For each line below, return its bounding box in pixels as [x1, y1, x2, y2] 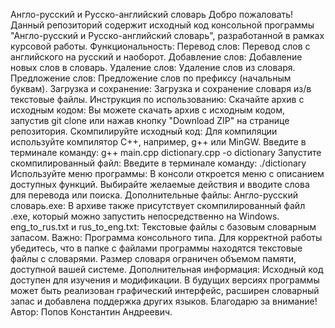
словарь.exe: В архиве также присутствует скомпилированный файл [10, 200, 306, 211]
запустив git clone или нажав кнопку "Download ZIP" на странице [10, 115, 290, 126]
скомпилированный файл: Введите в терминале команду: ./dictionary [10, 157, 307, 169]
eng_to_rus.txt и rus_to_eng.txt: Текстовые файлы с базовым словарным [10, 221, 317, 233]
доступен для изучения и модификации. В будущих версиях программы [10, 274, 320, 286]
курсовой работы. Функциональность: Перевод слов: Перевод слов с [10, 40, 311, 52]
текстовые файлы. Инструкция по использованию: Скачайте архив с [10, 94, 305, 105]
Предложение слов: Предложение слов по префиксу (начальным [10, 72, 292, 84]
